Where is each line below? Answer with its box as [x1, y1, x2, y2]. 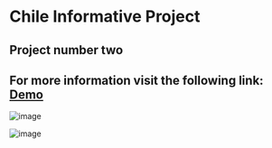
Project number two [9, 42, 124, 58]
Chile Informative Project [9, 6, 201, 27]
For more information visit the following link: [9, 72, 264, 88]
